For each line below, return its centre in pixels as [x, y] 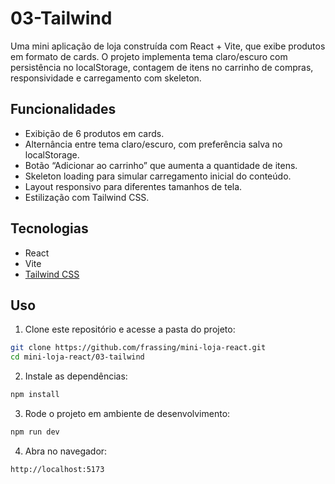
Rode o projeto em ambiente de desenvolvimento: [127, 413]
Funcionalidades [63, 109]
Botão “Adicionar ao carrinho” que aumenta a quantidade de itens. [161, 165]
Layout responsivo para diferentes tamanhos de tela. [133, 186]
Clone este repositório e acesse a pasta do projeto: [130, 329]
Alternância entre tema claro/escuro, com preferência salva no [153, 144]
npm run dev [35, 432]
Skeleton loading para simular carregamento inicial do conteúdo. [158, 176]
